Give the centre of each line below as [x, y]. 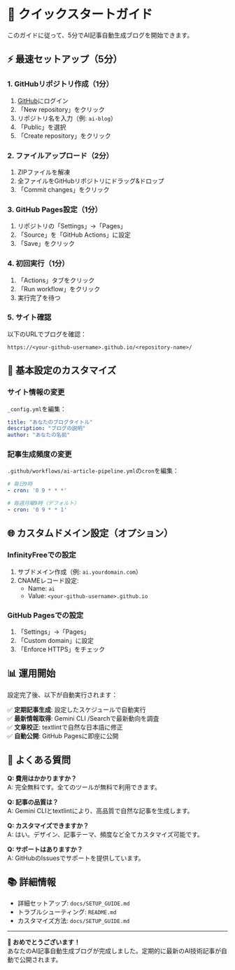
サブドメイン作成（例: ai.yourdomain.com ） [79, 571]
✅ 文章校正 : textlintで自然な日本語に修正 [65, 727]
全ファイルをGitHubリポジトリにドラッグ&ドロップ [91, 181]
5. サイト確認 [29, 317]
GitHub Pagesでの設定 [45, 615]
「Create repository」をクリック [64, 136]
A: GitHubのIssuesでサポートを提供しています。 [76, 858]
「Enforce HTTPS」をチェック [61, 649]
